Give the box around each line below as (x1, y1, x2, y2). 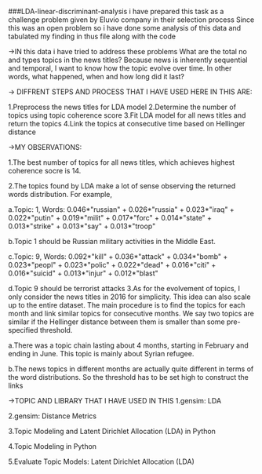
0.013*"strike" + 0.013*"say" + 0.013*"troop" (8, 221, 156, 231)
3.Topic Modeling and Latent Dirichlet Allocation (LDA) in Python (8, 427, 216, 436)
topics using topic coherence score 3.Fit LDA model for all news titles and (8, 111, 246, 120)
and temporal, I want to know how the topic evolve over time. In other (8, 64, 232, 73)
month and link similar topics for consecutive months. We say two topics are (8, 309, 255, 318)
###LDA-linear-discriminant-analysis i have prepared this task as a (8, 7, 224, 16)
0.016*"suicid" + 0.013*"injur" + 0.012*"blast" (8, 268, 158, 278)
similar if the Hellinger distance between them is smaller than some (8, 317, 225, 326)
